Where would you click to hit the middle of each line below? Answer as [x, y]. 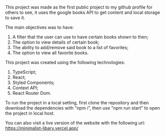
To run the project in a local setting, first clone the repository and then [77, 103]
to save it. [15, 18]
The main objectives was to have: [39, 27]
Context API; [25, 88]
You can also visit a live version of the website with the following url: [75, 123]
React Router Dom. [32, 93]
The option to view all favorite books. [50, 53]
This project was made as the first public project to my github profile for [79, 7]
